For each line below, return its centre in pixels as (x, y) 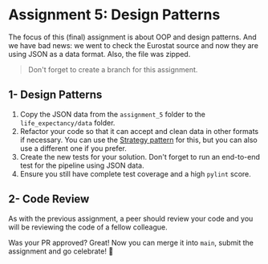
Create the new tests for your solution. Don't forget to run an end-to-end (140, 156)
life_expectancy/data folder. (67, 123)
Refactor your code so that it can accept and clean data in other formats (139, 131)
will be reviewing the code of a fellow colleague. (88, 227)
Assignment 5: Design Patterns (114, 15)
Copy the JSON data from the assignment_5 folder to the (113, 114)
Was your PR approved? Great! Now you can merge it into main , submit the (131, 242)
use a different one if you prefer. (73, 148)
